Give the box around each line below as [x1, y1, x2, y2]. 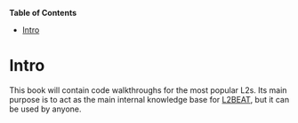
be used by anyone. [9, 104, 82, 114]
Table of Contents [9, 8, 77, 18]
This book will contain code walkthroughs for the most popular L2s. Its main [9, 84, 287, 96]
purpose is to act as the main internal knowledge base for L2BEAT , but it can [9, 94, 290, 104]
